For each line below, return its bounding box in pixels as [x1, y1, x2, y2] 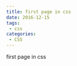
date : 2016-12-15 [6, 14, 50, 20]
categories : [6, 31, 36, 37]
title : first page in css [6, 8, 71, 15]
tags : [6, 20, 20, 26]
